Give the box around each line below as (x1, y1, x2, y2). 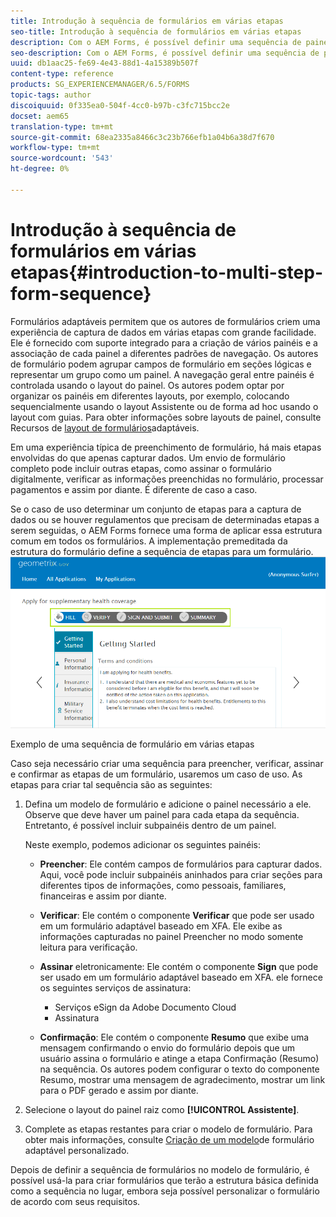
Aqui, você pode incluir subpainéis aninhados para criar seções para (39, 868, 323, 880)
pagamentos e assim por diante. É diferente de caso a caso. (10, 483, 258, 495)
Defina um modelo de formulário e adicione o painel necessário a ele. (24, 798, 312, 810)
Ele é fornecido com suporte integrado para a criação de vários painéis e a (10, 336, 318, 349)
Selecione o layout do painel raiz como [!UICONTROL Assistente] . (24, 1103, 300, 1115)
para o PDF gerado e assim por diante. (39, 1084, 199, 1096)
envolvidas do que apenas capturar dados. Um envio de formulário (10, 451, 286, 464)
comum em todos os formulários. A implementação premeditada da (10, 535, 288, 547)
